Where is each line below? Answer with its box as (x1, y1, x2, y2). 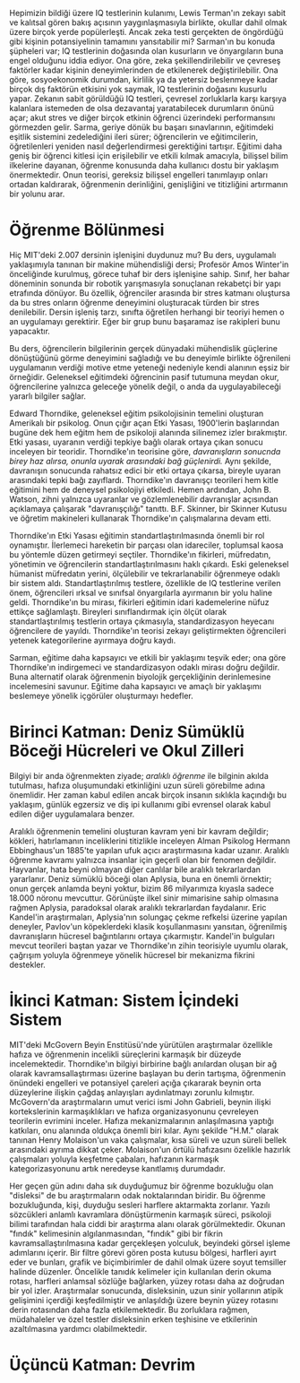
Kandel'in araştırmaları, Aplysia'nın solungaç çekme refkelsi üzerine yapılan (9, 912, 288, 922)
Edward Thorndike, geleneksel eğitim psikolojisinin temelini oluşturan (9, 408, 264, 419)
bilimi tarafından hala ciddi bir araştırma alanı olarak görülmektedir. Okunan (9, 1218, 286, 1229)
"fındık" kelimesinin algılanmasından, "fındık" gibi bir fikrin (9, 1228, 224, 1239)
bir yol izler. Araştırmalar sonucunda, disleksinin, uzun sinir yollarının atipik (9, 1285, 284, 1296)
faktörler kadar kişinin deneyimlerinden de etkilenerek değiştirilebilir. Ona (9, 65, 279, 75)
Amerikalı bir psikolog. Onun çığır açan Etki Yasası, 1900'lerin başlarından (9, 417, 280, 428)
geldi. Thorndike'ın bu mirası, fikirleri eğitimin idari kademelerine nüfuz (9, 596, 270, 608)
